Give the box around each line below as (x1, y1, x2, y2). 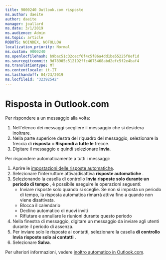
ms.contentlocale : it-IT (5, 68, 57, 73)
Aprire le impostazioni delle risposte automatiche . (12, 165, 115, 171)
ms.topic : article (5, 35, 43, 40)
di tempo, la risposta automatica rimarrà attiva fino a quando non (19, 192, 153, 198)
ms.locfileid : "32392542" (5, 77, 59, 82)
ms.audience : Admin (5, 30, 46, 35)
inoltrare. (12, 130, 31, 136)
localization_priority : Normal (5, 44, 70, 49)
